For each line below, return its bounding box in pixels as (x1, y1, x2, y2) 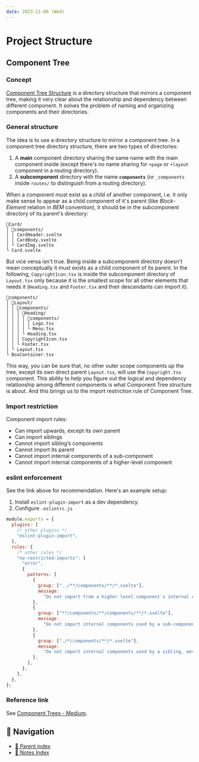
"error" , (21, 561, 44, 567)
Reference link (6, 696, 49, 704)
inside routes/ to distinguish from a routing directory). (14, 179, 147, 186)
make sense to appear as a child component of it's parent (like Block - (6, 197, 176, 204)
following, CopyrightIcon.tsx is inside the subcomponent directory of (6, 270, 176, 277)
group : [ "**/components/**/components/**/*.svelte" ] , (37, 610, 174, 616)
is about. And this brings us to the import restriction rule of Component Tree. (6, 387, 193, 394)
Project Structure (6, 34, 93, 48)
